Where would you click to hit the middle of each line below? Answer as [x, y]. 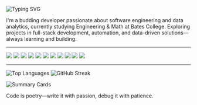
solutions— [175, 33]
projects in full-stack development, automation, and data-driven [83, 33]
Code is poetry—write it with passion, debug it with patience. [80, 96]
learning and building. [51, 39]
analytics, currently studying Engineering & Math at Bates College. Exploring [98, 27]
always [15, 39]
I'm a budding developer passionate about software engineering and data [95, 20]
